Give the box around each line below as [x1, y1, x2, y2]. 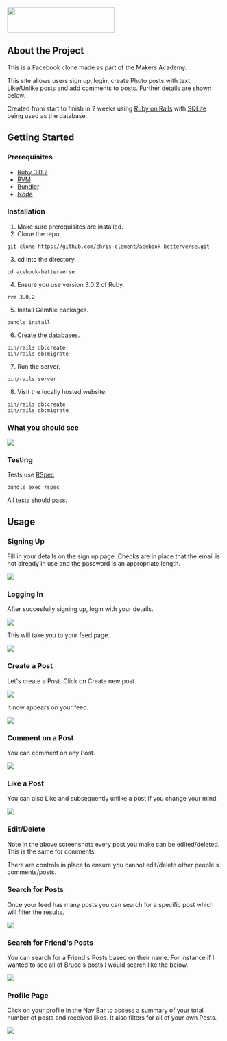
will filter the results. [7, 908, 64, 916]
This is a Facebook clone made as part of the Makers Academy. [7, 63, 187, 71]
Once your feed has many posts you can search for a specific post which [7, 900, 214, 908]
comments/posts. [7, 868, 57, 876]
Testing [7, 455, 33, 465]
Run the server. [16, 362, 60, 370]
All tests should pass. [7, 496, 67, 504]
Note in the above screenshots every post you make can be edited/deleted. [7, 840, 220, 848]
